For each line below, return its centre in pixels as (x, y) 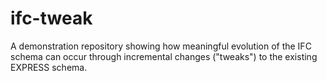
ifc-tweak (51, 18)
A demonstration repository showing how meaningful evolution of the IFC (161, 46)
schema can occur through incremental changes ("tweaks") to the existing (164, 56)
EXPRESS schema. (49, 67)
